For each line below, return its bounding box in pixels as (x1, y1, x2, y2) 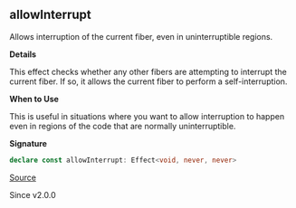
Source (9, 172, 36, 183)
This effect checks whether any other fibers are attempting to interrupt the (9, 66, 287, 77)
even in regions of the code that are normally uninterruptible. (9, 120, 236, 131)
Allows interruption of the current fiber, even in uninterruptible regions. (9, 31, 273, 42)
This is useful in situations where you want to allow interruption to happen (9, 110, 285, 121)
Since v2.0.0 (9, 189, 56, 200)
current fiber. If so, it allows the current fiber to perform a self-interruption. (9, 76, 288, 87)
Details (9, 49, 37, 60)
